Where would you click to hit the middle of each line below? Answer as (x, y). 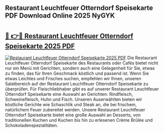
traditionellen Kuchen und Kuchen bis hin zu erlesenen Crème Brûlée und (79, 120)
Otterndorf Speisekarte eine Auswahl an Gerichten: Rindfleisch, (69, 94)
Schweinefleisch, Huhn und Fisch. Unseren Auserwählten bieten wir (74, 99)
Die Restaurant (142, 58)
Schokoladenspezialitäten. (32, 125)
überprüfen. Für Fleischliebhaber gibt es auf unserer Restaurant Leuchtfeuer (82, 89)
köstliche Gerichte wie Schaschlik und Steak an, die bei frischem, (71, 104)
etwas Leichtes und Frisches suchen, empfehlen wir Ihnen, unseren (73, 78)
